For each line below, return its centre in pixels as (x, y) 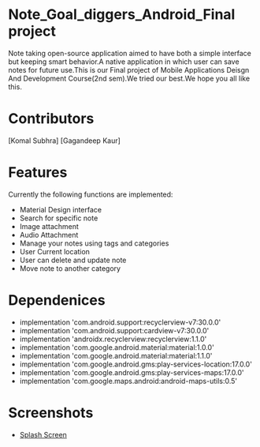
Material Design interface (61, 209)
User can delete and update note (73, 260)
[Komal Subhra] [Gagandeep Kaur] (64, 141)
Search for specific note (59, 218)
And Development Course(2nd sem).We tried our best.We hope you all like (129, 78)
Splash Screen (43, 434)
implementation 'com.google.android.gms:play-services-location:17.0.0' (136, 364)
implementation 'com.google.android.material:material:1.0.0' (117, 347)
